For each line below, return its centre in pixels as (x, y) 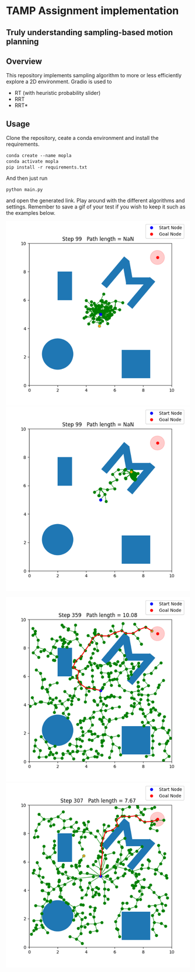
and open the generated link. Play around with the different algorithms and (95, 201)
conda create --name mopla (39, 156)
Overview (24, 61)
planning (22, 41)
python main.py (25, 190)
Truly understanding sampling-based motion (90, 32)
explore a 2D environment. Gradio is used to (59, 82)
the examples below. (31, 213)
